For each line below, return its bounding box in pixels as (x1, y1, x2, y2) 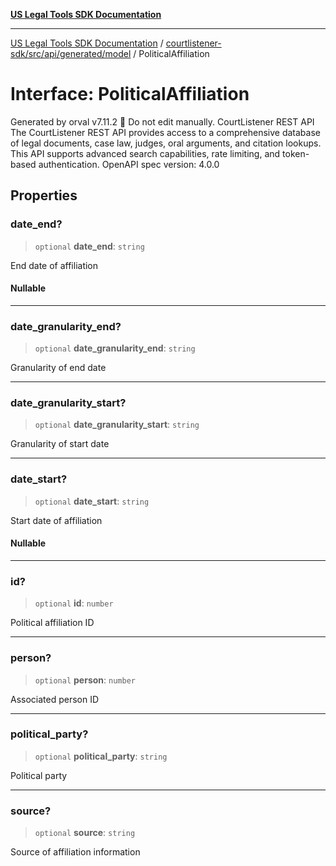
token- (282, 147, 310, 159)
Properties (10, 187, 78, 204)
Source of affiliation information (10, 846, 141, 858)
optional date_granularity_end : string (34, 342, 196, 354)
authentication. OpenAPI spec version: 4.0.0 (38, 158, 220, 170)
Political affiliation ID (10, 617, 95, 629)
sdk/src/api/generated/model (10, 48, 132, 59)
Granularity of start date (10, 438, 110, 450)
